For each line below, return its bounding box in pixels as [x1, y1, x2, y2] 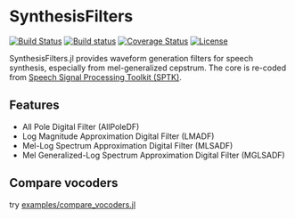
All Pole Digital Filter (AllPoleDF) [21, 121, 140, 132]
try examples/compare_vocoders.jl [9, 199, 136, 210]
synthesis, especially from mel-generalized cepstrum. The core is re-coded [9, 62, 287, 73]
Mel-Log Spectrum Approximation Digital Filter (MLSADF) [21, 140, 234, 150]
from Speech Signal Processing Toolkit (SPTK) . [9, 71, 183, 82]
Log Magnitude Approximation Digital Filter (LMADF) [21, 131, 215, 142]
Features [9, 98, 60, 113]
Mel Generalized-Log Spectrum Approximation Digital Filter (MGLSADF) [21, 150, 285, 160]
